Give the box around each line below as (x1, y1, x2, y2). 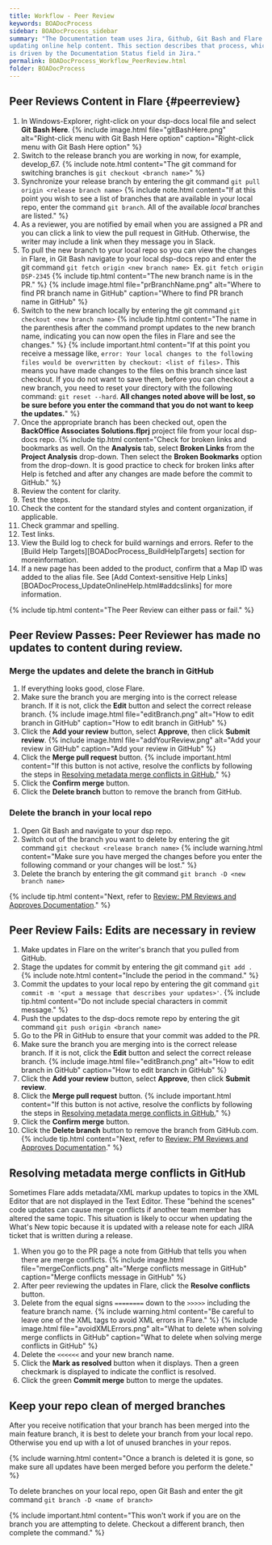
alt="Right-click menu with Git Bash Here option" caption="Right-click (20, 133, 254, 143)
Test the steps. (20, 495, 71, 504)
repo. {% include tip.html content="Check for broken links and (40, 434, 247, 444)
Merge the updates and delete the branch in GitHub (9, 665, 215, 676)
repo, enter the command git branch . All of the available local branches (20, 202, 261, 211)
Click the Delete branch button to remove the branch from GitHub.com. (20, 1126, 259, 1135)
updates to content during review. (9, 641, 183, 654)
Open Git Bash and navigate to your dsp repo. (20, 825, 174, 835)
